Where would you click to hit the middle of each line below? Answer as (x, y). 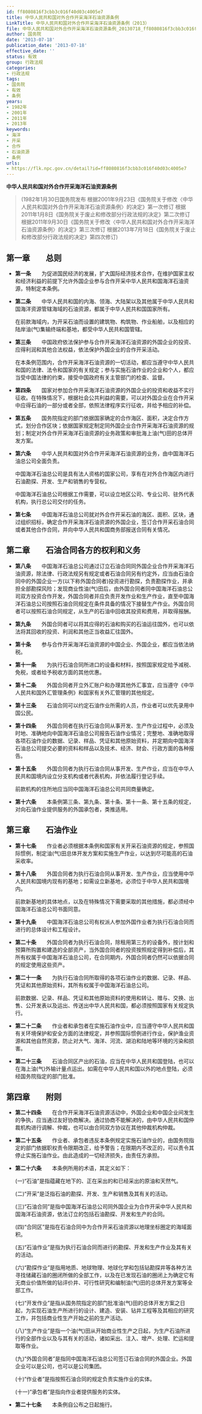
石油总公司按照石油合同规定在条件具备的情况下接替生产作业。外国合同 (107, 604)
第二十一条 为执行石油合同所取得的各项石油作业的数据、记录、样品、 (104, 977)
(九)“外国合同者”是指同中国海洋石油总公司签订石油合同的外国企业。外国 (103, 1359)
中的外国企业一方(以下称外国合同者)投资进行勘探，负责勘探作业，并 (104, 581)
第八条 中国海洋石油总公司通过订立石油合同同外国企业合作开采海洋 (102, 566)
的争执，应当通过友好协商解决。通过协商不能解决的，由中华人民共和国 (102, 1120)
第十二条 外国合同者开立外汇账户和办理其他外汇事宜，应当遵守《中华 (104, 685)
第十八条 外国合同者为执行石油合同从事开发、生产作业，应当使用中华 (104, 874)
